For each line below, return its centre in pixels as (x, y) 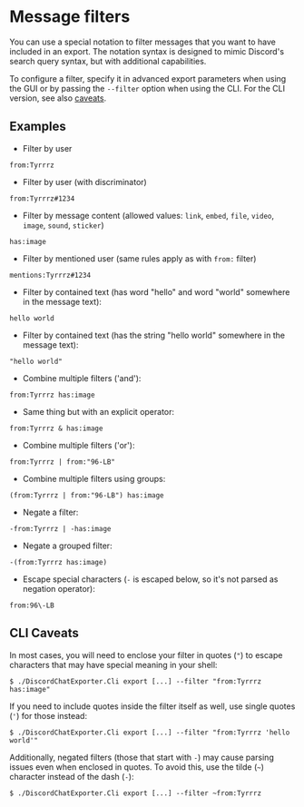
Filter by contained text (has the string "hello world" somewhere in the (154, 335)
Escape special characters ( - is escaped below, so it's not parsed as (150, 579)
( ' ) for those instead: (49, 715)
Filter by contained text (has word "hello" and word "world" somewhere (156, 291)
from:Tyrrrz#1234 (42, 198)
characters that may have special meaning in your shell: (113, 664)
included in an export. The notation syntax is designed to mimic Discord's (147, 51)
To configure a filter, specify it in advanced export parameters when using (148, 78)
